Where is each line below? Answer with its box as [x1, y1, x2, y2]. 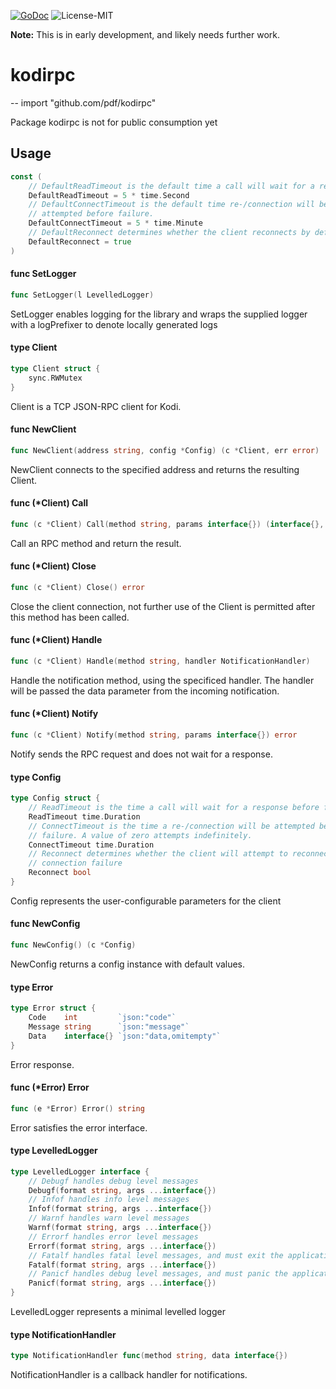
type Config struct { [10, 793, 101, 804]
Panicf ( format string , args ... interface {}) [28, 1278, 217, 1289]
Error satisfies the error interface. [10, 1121, 148, 1134]
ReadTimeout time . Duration [28, 811, 141, 822]
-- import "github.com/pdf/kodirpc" [10, 96, 157, 109]
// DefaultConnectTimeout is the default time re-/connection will [28, 200, 315, 210]
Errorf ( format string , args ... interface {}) [28, 1241, 217, 1251]
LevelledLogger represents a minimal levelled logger [10, 1306, 226, 1318]
